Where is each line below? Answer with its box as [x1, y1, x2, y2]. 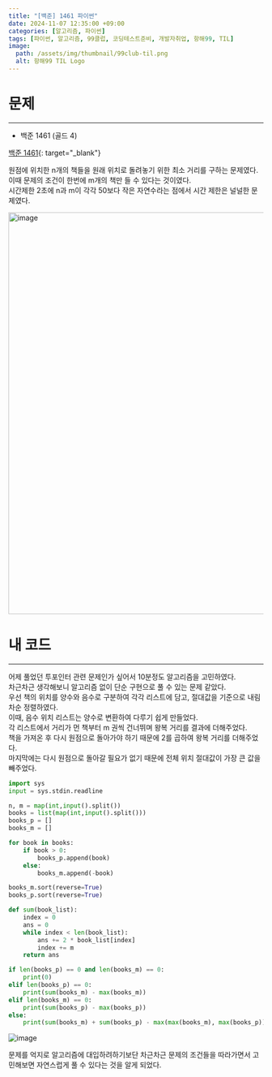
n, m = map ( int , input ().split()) [8, 801, 121, 810]
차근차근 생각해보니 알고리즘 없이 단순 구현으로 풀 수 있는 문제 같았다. [8, 682, 227, 691]
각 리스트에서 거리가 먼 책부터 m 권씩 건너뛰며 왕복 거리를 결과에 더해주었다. [8, 722, 248, 732]
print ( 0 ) [23, 973, 53, 982]
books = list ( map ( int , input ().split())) [8, 809, 147, 817]
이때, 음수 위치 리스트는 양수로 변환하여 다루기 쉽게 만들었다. [8, 712, 198, 722]
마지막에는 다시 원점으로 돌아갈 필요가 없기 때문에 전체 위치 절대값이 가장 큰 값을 [8, 752, 261, 763]
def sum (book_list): [8, 906, 79, 914]
